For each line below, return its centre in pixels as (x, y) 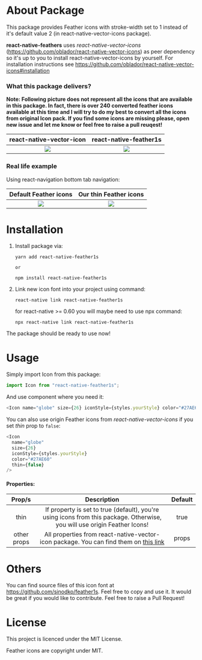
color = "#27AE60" (32, 459)
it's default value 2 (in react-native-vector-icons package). (79, 33)
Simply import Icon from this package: (54, 374)
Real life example (32, 166)
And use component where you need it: (55, 397)
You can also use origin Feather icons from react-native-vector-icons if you (100, 419)
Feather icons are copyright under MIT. (55, 651)
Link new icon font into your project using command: (80, 289)
